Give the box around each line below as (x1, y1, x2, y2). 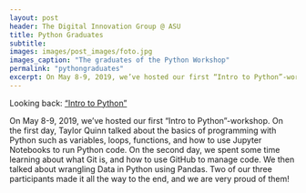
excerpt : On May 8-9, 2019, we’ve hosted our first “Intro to (9, 73, 250, 82)
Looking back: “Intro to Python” (9, 97, 127, 108)
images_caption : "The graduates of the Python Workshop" (9, 56, 230, 65)
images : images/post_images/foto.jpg (9, 47, 153, 56)
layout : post (9, 13, 59, 23)
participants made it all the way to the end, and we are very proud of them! (9, 173, 290, 184)
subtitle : (9, 38, 47, 48)
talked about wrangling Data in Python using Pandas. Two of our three (9, 163, 273, 174)
